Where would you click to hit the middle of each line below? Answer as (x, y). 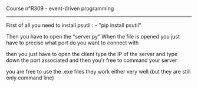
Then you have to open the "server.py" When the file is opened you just (93, 36)
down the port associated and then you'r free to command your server (92, 60)
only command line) (30, 78)
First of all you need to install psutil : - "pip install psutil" (74, 25)
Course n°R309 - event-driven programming (60, 8)
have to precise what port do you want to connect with (72, 43)
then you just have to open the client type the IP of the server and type (92, 54)
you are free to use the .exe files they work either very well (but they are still (98, 72)
